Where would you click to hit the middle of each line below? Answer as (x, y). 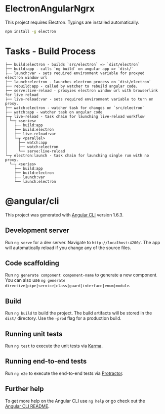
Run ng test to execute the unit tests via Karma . (54, 346)
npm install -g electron (31, 31)
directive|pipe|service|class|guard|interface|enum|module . (68, 286)
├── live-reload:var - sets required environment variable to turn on (79, 99)
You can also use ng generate (35, 280)
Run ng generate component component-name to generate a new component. (82, 275)
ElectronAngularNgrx (50, 9)
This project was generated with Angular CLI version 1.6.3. (64, 215)
